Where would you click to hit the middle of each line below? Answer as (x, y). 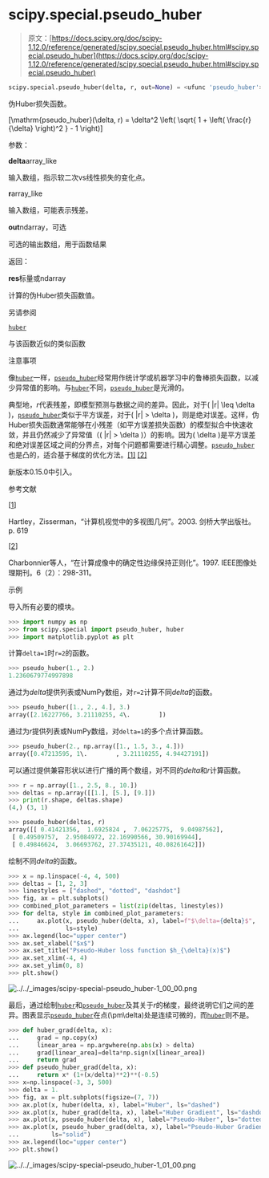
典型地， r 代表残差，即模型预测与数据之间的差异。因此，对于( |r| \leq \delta (132, 404)
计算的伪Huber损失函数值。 (54, 295)
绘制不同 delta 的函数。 (45, 861)
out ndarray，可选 (37, 227)
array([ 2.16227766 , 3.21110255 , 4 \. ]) (87, 715)
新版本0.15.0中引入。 (42, 472)
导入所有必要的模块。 (43, 607)
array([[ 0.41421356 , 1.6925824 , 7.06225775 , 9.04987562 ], (116, 830)
